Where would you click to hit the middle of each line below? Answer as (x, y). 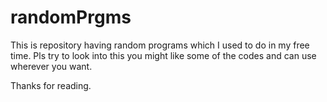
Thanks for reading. (51, 85)
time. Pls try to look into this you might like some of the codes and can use (163, 55)
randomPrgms (71, 17)
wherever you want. (51, 66)
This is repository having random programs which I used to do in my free (160, 45)
